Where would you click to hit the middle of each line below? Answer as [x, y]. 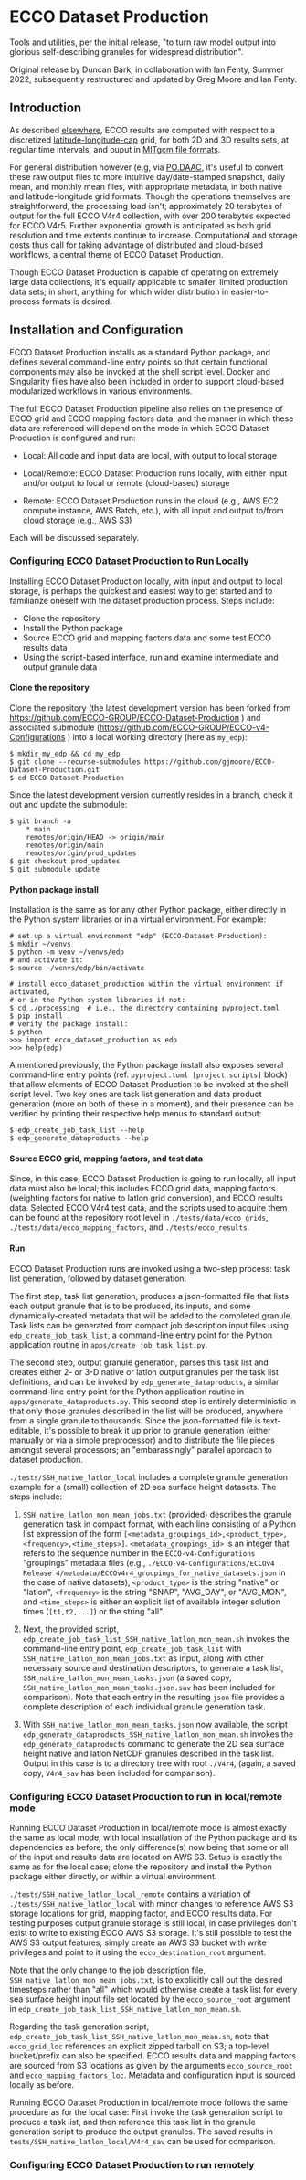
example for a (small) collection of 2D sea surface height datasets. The [143, 1487]
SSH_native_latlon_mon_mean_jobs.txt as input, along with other [143, 1658]
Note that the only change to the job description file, [107, 1970]
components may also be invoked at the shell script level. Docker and [140, 371]
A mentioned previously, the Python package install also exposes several [147, 1065]
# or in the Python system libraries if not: [97, 1000]
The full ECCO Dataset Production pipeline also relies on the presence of [146, 408]
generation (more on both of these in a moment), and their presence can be [152, 1104]
